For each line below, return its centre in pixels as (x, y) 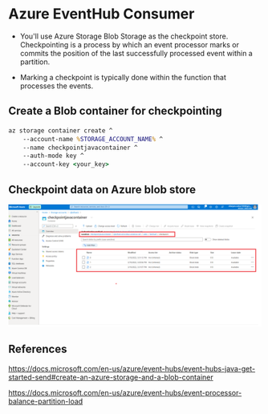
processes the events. (57, 86)
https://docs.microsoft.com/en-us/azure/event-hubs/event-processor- (125, 392)
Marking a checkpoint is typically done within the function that (123, 77)
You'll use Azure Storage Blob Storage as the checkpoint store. (124, 36)
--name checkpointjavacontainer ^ (80, 148)
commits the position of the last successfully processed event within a (136, 53)
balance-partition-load (46, 401)
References (38, 349)
